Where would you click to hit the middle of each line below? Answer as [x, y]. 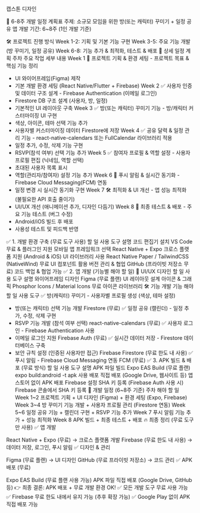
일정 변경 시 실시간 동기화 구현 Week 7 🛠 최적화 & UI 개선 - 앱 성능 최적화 [101, 190]
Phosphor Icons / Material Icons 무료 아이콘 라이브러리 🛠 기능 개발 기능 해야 [103, 286]
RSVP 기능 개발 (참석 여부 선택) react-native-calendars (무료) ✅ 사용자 [99, 323]
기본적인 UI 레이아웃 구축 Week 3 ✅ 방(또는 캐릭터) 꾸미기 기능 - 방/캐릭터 [101, 108]
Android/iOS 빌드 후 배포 [44, 221]
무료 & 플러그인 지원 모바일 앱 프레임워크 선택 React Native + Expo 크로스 [92, 249]
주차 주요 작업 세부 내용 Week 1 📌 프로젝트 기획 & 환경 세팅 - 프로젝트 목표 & [101, 58]
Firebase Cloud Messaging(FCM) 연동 [61, 182]
